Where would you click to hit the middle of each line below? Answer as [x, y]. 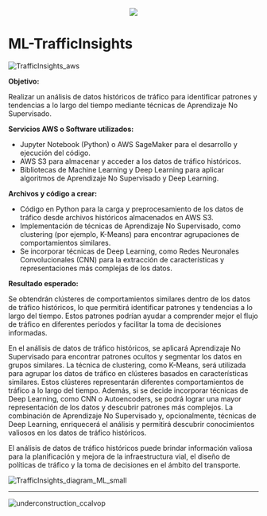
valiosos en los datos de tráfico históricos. [77, 433]
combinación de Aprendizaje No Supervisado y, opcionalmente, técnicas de [132, 415]
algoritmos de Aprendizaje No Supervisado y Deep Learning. [119, 178]
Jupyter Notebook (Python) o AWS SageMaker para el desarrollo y [129, 144]
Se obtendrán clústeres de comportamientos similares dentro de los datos [130, 299]
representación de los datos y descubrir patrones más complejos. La [120, 407]
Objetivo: [24, 81]
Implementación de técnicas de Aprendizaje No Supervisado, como [130, 226]
